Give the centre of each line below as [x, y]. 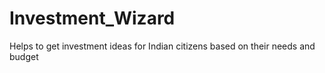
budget [24, 56]
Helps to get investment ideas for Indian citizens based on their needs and [162, 46]
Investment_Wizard [92, 18]
